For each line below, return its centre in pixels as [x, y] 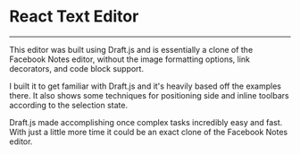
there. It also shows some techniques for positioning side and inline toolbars [149, 95]
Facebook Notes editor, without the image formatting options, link [130, 59]
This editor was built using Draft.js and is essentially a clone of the [131, 49]
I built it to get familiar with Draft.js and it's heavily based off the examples [146, 86]
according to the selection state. [68, 105]
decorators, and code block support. [77, 68]
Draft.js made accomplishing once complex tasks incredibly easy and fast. [146, 122]
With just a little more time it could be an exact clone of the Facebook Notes [149, 132]
